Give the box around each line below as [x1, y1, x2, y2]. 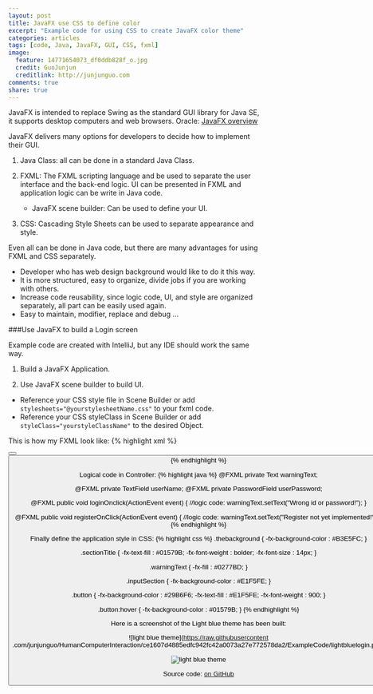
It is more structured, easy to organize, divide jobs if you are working [19, 276, 246, 285]
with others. [19, 284, 60, 294]
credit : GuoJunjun [15, 64, 77, 72]
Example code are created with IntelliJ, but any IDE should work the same [8, 340, 249, 350]
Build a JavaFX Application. [19, 364, 110, 374]
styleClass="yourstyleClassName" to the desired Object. [19, 421, 205, 430]
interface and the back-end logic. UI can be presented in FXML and [19, 180, 241, 189]
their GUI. [8, 141, 40, 150]
